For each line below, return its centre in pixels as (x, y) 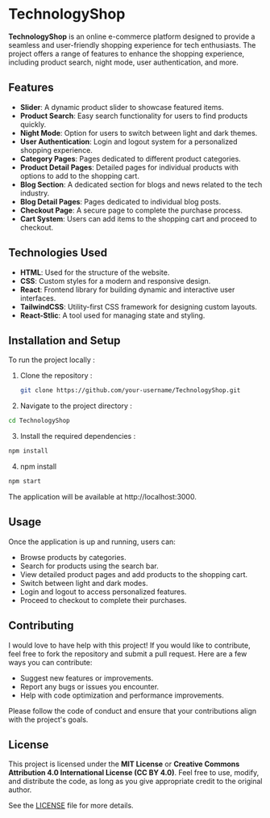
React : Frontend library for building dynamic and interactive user (127, 289)
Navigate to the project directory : (76, 406)
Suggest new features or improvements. (87, 678)
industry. (35, 193)
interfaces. (38, 298)
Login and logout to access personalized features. (103, 592)
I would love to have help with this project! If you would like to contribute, (130, 645)
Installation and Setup (64, 340)
